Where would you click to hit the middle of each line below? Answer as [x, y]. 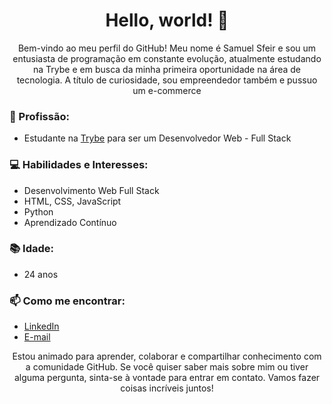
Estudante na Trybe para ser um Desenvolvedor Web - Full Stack [157, 138]
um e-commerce [167, 90]
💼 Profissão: [39, 116]
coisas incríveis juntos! [167, 388]
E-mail [37, 337]
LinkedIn [41, 326]
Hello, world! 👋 [167, 20]
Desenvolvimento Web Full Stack [91, 190]
